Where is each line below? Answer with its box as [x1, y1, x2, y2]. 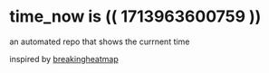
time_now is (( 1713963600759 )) [9, 6, 262, 27]
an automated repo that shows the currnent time [9, 36, 190, 47]
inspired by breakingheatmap [9, 53, 120, 64]
